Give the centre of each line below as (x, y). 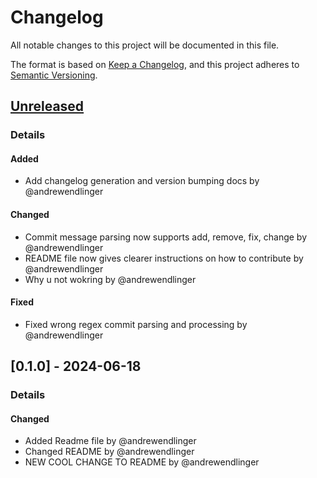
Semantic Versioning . (54, 75)
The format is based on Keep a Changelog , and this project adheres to (155, 64)
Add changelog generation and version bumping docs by (142, 181)
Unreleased (47, 106)
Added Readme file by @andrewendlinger (110, 441)
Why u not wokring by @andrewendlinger (110, 279)
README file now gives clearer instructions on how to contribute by (164, 258)
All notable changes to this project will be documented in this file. (145, 45)
